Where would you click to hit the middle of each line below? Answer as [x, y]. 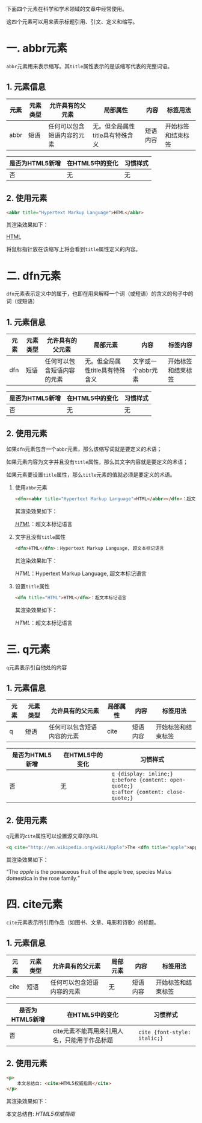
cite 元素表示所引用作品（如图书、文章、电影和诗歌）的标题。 [83, 922]
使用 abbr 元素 [31, 487]
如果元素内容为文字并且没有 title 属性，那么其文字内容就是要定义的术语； [97, 462]
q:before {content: [139, 780]
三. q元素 [28, 649]
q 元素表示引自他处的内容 [37, 667]
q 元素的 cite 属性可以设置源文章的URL [53, 836]
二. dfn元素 [34, 276]
